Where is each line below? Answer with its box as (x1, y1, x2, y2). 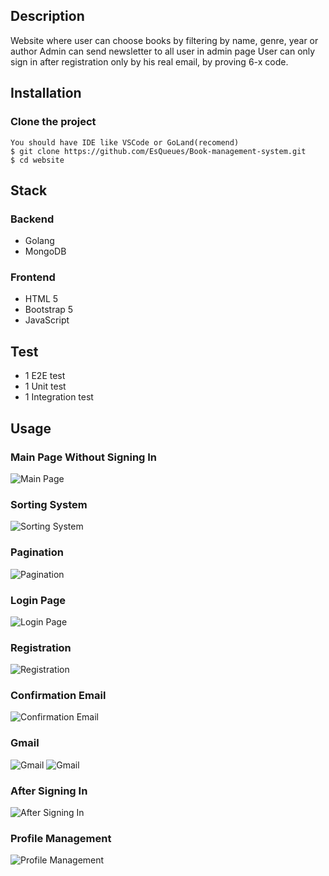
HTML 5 (24, 293, 59, 305)
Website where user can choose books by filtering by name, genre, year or (10, 34, 319, 46)
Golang (24, 235, 55, 247)
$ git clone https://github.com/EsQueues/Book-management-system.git (10, 146, 307, 156)
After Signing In (10, 784, 88, 798)
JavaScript (24, 314, 70, 326)
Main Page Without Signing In (10, 450, 158, 464)
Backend (10, 212, 55, 226)
